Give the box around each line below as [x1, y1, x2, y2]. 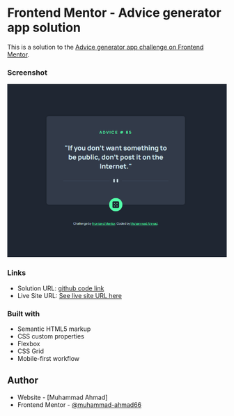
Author [7, 375, 38, 387]
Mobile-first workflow [17, 355, 80, 363]
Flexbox [17, 340, 40, 348]
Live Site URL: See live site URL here [17, 291, 122, 299]
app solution [7, 20, 81, 36]
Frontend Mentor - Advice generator [7, 5, 221, 21]
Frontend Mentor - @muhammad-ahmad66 [17, 400, 142, 409]
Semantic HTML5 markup [17, 325, 91, 333]
